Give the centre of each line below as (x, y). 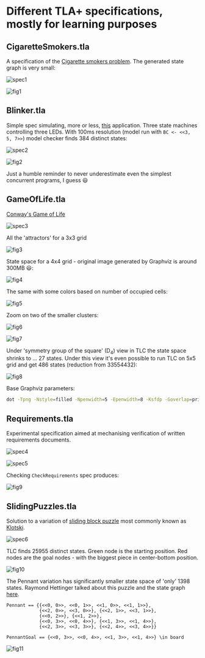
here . (13, 594)
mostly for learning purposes (82, 24)
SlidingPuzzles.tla (41, 506)
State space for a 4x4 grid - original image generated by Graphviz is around (102, 261)
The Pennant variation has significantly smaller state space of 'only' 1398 (98, 581)
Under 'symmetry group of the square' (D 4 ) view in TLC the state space (96, 351)
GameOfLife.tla (36, 199)
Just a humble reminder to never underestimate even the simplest (89, 173)
